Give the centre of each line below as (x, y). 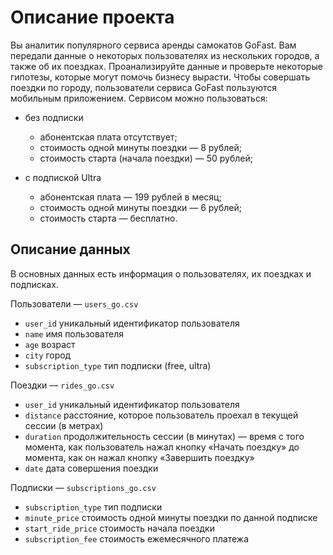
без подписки (54, 117)
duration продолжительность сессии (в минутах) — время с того (164, 436)
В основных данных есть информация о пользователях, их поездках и (161, 273)
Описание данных (70, 249)
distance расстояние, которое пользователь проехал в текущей (161, 415)
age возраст (50, 344)
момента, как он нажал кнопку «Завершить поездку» (139, 457)
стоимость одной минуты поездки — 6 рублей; (140, 207)
